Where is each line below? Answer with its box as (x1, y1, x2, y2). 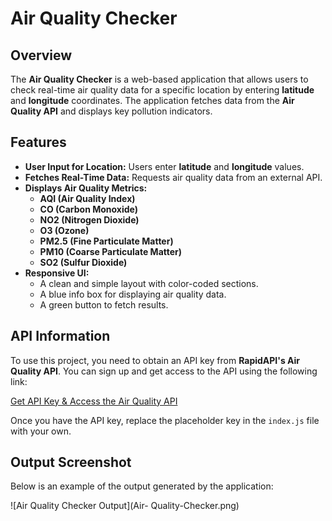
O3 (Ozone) (39, 224, 90, 236)
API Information (10, 328, 111, 345)
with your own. (10, 425, 72, 437)
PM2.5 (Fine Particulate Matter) (39, 235, 174, 247)
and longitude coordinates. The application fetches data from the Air (10, 95, 295, 106)
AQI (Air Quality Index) (39, 192, 136, 204)
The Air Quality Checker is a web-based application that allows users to (10, 73, 309, 85)
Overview (10, 47, 73, 64)
